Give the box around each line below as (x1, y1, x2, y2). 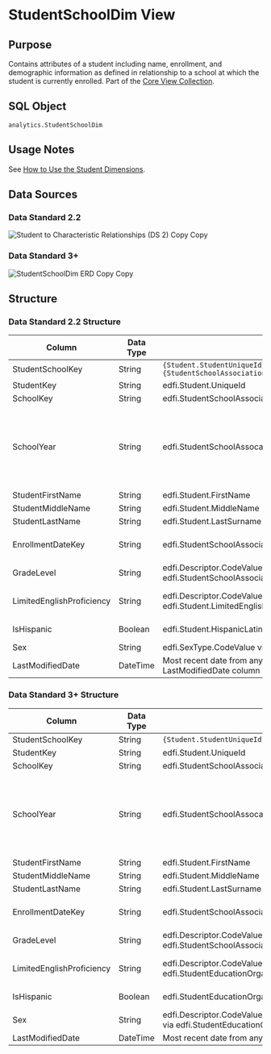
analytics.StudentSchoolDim (8, 121, 103, 129)
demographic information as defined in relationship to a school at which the (8, 68, 260, 77)
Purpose (8, 38, 52, 52)
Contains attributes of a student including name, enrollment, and (8, 59, 223, 69)
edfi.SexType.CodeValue (162, 642, 256, 653)
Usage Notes (8, 143, 75, 156)
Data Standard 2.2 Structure (8, 316, 121, 327)
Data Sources (8, 188, 78, 202)
